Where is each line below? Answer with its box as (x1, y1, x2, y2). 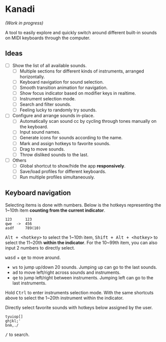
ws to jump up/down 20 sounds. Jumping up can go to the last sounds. (12, 264, 158, 270)
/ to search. (5, 332, 30, 338)
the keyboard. (19, 124, 49, 130)
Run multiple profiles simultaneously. (19, 174, 95, 180)
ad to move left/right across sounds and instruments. (12, 269, 121, 275)
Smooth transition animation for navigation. (19, 85, 108, 90)
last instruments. (12, 280, 47, 286)
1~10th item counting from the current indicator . (5, 207, 106, 213)
